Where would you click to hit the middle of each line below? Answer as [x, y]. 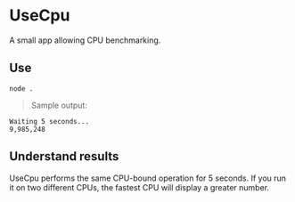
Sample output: [59, 105]
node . [21, 89]
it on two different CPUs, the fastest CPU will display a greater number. [139, 187]
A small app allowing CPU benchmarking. [85, 40]
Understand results [64, 157]
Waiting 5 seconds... [49, 121]
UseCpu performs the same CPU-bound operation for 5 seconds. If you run [148, 178]
